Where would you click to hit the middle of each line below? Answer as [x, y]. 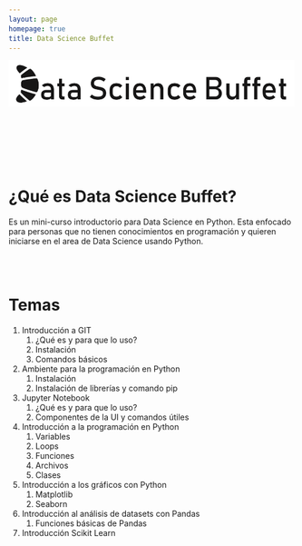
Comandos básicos [71, 359]
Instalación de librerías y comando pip [107, 388]
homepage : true [37, 29]
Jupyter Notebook [55, 397]
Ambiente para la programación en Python [101, 369]
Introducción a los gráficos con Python [94, 484]
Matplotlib [54, 494]
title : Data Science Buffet [62, 38]
